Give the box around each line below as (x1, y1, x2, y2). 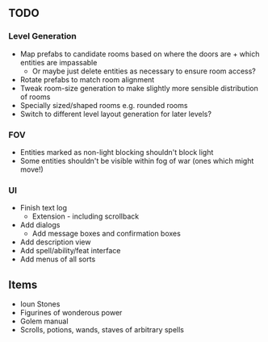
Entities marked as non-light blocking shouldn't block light (19, 147, 214, 156)
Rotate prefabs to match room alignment (19, 74, 155, 84)
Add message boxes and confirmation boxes (31, 229, 182, 239)
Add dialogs (19, 220, 61, 230)
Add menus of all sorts (19, 254, 96, 265)
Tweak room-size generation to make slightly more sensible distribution (19, 83, 258, 93)
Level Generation (8, 31, 77, 42)
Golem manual (19, 316, 69, 326)
